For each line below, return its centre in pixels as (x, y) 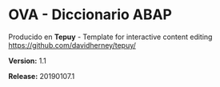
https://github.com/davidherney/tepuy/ (72, 45)
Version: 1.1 (27, 61)
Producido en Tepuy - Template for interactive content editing (110, 37)
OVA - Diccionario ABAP (90, 15)
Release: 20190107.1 (42, 76)
